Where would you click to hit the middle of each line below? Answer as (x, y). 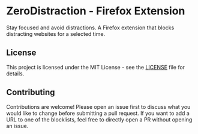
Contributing (31, 92)
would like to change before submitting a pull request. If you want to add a (98, 113)
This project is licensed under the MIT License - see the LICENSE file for (95, 67)
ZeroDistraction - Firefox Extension (96, 11)
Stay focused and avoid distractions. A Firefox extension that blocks (90, 28)
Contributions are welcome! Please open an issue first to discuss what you (98, 106)
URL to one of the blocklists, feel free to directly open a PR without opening (99, 119)
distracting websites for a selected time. (56, 33)
